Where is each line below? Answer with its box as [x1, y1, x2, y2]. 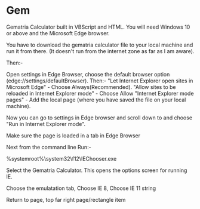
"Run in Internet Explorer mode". [6, 120, 86, 127]
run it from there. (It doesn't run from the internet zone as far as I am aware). [6, 47, 195, 54]
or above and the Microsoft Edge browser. [6, 29, 110, 36]
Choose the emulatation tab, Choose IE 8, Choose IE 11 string [6, 185, 156, 192]
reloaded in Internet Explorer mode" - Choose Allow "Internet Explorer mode [6, 90, 194, 97]
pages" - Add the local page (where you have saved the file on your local [6, 96, 186, 103]
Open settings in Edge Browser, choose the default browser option [6, 70, 170, 78]
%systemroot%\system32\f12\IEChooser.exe [6, 155, 117, 162]
